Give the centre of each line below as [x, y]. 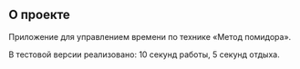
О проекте [39, 15]
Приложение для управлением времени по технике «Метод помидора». [150, 36]
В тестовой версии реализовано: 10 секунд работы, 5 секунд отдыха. [144, 54]
